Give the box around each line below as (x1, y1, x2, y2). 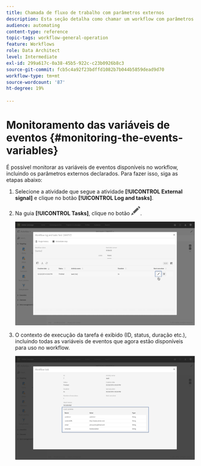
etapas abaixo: (6, 176, 43, 183)
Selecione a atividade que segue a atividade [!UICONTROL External (14, 187, 183, 195)
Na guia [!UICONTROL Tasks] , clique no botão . (14, 210, 142, 217)
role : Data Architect (6, 48, 60, 54)
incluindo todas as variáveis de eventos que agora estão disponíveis (14, 338, 184, 344)
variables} (6, 144, 59, 158)
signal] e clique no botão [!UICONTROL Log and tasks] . (14, 194, 154, 201)
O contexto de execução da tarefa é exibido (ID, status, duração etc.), (14, 331, 187, 338)
